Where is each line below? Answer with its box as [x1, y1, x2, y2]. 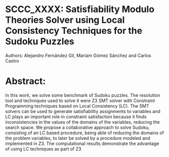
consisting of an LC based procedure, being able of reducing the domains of [5, 130, 164, 136]
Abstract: [5, 76, 46, 87]
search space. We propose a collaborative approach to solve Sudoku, [5, 124, 150, 130]
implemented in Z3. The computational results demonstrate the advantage [5, 140, 159, 146]
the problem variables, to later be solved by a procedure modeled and [5, 135, 150, 141]
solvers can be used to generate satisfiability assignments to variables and [5, 108, 160, 114]
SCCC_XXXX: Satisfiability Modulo [5, 4, 155, 15]
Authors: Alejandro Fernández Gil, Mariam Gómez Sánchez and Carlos [5, 52, 151, 59]
